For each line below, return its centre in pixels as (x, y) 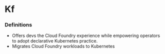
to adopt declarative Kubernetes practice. (55, 41)
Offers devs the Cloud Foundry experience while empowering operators (86, 35)
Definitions (18, 25)
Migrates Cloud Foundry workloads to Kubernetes (63, 46)
